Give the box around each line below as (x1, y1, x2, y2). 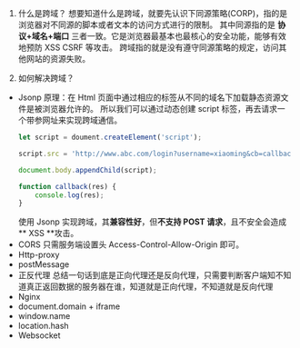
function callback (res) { (17, 182, 116, 191)
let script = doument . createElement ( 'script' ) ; (17, 133, 203, 142)
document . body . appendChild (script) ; (17, 165, 157, 174)
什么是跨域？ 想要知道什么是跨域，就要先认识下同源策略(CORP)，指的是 (17, 8, 288, 18)
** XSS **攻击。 (17, 228, 79, 239)
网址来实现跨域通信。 (42, 114, 123, 125)
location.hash (17, 321, 70, 332)
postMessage (17, 259, 70, 270)
